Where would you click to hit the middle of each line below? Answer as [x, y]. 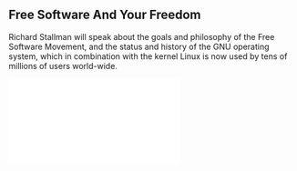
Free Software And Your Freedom [105, 15]
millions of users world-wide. [63, 65]
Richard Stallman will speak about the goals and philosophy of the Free [142, 36]
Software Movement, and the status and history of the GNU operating [139, 46]
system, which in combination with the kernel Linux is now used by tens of [148, 56]
